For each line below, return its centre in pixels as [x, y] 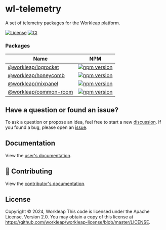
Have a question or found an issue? [62, 110]
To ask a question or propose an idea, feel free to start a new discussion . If [83, 122]
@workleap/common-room [40, 92]
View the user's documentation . [38, 155]
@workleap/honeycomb [36, 75]
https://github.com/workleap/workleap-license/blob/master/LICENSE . [78, 222]
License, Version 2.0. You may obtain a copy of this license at [69, 217]
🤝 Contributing [29, 172]
